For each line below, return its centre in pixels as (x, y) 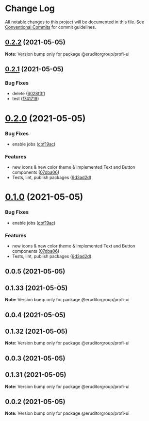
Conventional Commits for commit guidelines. (50, 27)
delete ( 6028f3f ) (29, 94)
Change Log (30, 8)
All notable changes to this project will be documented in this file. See (75, 22)
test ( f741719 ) (25, 99)
